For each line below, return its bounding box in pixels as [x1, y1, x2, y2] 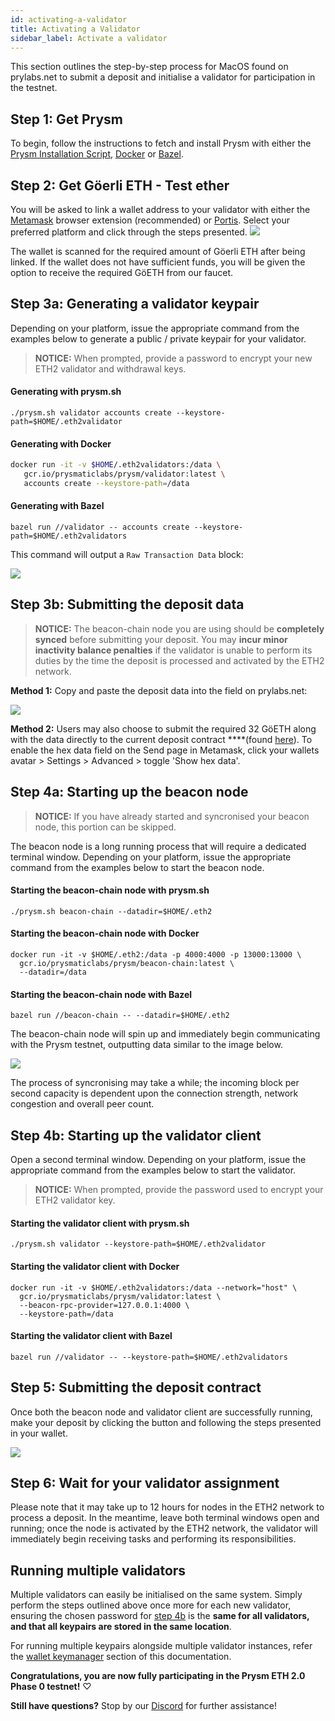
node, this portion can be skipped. [34, 821, 177, 833]
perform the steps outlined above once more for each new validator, [10, 1599, 292, 1611]
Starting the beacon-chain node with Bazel [10, 988, 193, 1000]
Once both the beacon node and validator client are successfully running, [10, 1406, 313, 1418]
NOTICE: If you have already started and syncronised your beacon [34, 810, 310, 822]
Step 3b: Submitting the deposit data [10, 596, 245, 613]
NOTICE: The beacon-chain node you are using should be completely [34, 622, 325, 635]
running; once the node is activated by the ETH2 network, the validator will [10, 1522, 318, 1535]
